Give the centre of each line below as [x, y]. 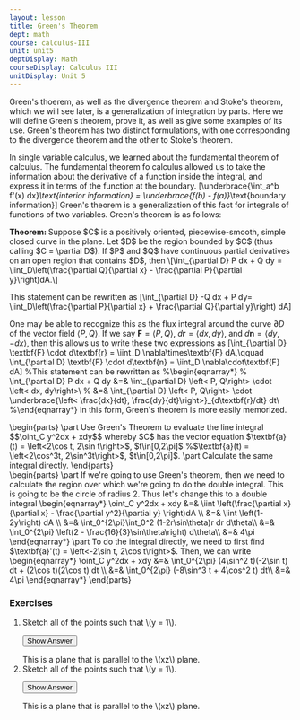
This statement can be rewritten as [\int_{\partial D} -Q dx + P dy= [131, 296]
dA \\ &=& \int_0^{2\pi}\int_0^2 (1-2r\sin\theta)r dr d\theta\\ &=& [159, 522]
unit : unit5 [31, 51]
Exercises [31, 602]
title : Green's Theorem [54, 26]
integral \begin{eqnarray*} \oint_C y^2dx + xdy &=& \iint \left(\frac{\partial [146, 503]
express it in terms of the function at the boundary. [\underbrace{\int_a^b [144, 186]
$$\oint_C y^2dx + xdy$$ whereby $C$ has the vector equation [127, 436]
